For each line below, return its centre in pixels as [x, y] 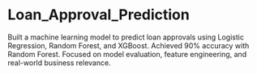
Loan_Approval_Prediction [99, 15]
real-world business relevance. [59, 63]
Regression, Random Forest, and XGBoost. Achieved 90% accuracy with [128, 45]
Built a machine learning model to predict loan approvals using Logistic [126, 37]
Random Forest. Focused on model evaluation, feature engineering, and [127, 54]
